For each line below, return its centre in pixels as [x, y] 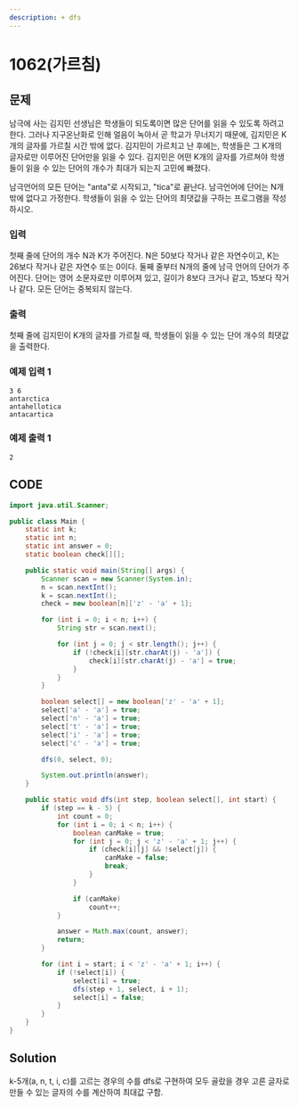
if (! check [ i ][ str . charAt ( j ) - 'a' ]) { [146, 652]
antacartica [31, 414]
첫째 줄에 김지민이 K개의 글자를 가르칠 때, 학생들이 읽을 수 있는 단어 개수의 [137, 335]
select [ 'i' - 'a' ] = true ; [91, 735]
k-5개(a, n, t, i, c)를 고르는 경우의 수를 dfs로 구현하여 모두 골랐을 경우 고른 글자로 [149, 1081]
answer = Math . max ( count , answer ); [123, 932]
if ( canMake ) [97, 899]
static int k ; [51, 530]
